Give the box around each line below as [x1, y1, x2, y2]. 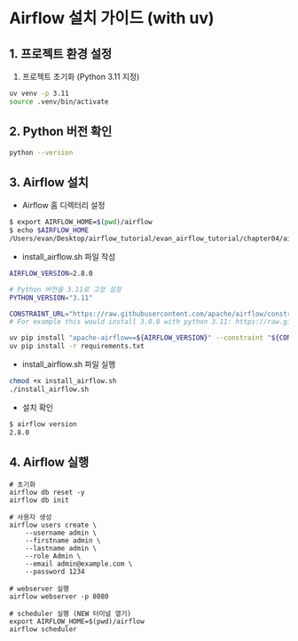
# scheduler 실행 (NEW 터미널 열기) [9, 609, 131, 619]
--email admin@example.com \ [25, 559, 133, 568]
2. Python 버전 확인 [9, 124, 113, 139]
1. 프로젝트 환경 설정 [9, 46, 113, 61]
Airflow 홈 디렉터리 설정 [21, 200, 106, 211]
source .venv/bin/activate [9, 97, 109, 106]
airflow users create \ [9, 520, 98, 530]
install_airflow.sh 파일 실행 [21, 359, 116, 369]
